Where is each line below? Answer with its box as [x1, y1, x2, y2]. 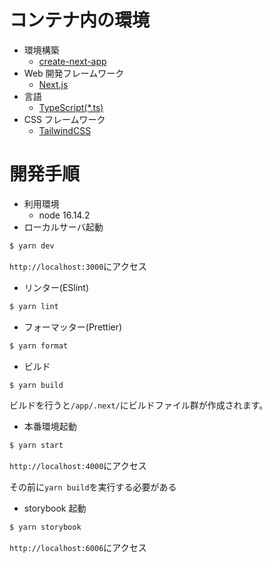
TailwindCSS [38, 124, 92, 136]
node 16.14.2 [38, 209, 91, 221]
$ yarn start [9, 441, 64, 451]
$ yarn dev [9, 241, 55, 251]
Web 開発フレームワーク [23, 67, 125, 79]
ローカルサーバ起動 [23, 221, 104, 233]
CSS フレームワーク [23, 113, 106, 125]
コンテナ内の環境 [9, 9, 151, 32]
